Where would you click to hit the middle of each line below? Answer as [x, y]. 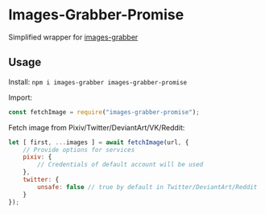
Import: [21, 97]
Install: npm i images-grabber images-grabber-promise [98, 81]
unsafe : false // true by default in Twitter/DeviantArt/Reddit [147, 187]
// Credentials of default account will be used [120, 165]
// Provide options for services [79, 150]
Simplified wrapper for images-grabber [73, 37]
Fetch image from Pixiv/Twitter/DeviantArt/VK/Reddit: [97, 127]
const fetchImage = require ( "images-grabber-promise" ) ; [104, 112]
